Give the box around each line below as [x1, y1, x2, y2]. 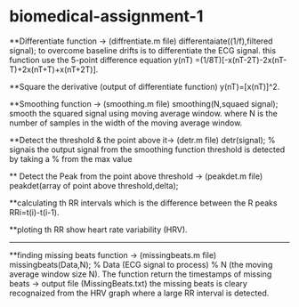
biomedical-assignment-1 [9, 6, 204, 27]
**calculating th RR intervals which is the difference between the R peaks [9, 198, 278, 208]
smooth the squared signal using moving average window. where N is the [9, 108, 278, 118]
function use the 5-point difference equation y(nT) [9, 54, 193, 65]
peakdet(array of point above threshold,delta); [9, 180, 179, 190]
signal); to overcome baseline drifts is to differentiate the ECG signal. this [9, 44, 277, 55]
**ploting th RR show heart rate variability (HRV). [9, 224, 189, 235]
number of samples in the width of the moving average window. [9, 117, 243, 128]
